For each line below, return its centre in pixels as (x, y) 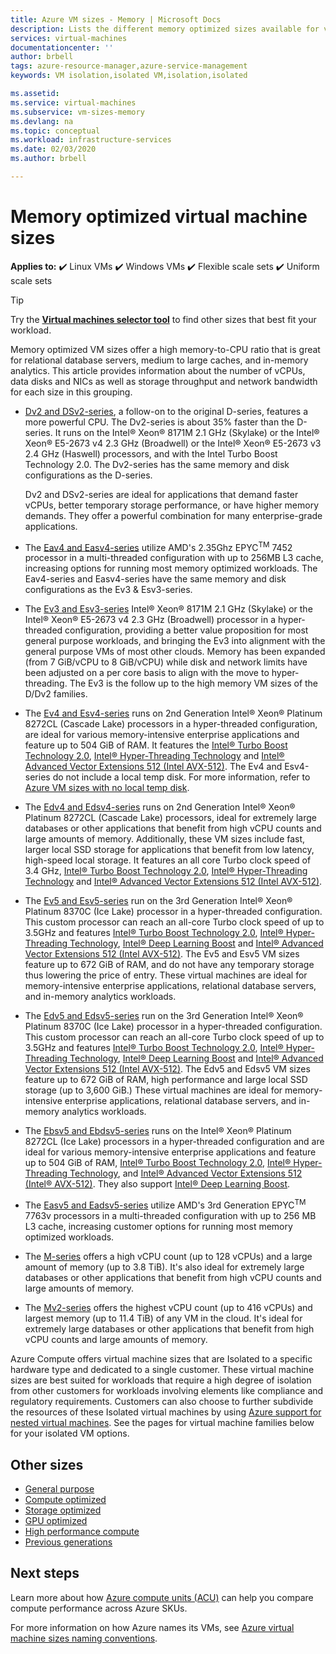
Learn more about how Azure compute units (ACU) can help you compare (162, 1597)
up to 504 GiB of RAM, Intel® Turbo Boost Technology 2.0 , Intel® (158, 1163)
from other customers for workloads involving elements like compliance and (167, 1391)
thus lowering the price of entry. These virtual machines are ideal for (166, 975)
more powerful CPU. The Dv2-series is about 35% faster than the (159, 422)
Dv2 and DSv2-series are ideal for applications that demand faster (161, 494)
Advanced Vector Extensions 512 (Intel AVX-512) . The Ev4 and (153, 767)
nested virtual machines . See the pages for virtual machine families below (162, 1423)
